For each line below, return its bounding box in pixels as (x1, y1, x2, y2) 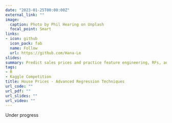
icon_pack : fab (10, 41, 42, 46)
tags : (5, 65, 17, 70)
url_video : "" (5, 98, 36, 103)
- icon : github (5, 36, 38, 42)
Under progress (5, 112, 39, 118)
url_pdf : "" (5, 88, 31, 94)
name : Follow (10, 46, 38, 51)
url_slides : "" (5, 93, 38, 98)
